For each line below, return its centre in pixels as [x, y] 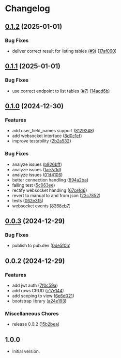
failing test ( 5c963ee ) [33, 185]
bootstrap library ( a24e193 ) [39, 301]
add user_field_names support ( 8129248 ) [53, 131]
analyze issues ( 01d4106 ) [37, 175]
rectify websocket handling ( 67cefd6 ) [49, 190]
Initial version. [26, 351]
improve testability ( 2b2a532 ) [42, 141]
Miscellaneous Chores [32, 314]
